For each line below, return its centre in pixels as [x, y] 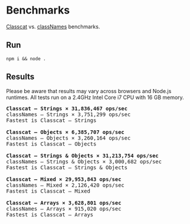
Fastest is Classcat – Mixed [48, 191]
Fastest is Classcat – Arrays [50, 215]
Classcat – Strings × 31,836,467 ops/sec [67, 108]
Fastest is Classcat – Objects [51, 144]
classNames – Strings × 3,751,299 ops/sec [68, 114]
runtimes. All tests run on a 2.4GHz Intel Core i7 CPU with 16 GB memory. [95, 97]
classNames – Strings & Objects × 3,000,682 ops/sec [84, 162]
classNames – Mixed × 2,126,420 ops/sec [65, 185]
